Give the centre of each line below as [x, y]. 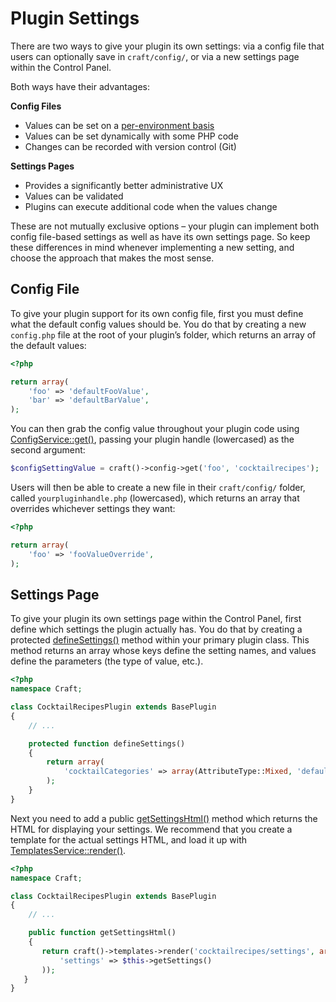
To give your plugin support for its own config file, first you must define [157, 313]
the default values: [48, 345]
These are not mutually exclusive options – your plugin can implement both [165, 226]
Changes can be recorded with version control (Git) [130, 146]
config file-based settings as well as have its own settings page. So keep [160, 236]
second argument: [48, 450]
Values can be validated [74, 196]
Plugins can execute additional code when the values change [151, 206]
